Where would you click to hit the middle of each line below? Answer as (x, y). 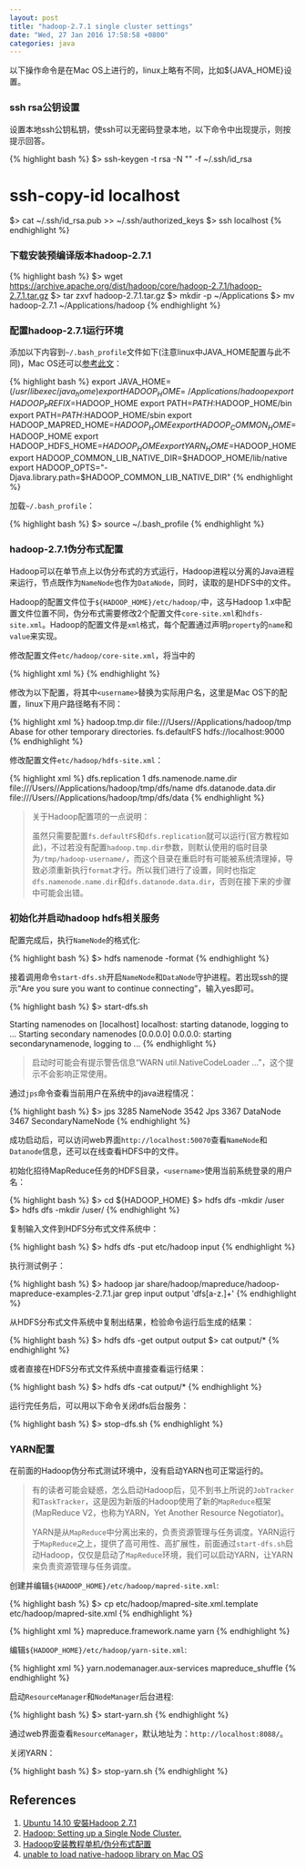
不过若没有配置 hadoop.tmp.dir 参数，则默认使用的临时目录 (159, 847)
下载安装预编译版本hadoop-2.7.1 (81, 256)
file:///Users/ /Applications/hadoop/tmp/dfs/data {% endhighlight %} (137, 797)
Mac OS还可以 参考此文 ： (76, 363)
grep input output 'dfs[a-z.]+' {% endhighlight (210, 1293)
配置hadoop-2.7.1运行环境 (66, 331)
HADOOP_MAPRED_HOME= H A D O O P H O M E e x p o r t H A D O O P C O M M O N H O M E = (153, 426)
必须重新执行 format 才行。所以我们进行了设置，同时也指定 (148, 870)
